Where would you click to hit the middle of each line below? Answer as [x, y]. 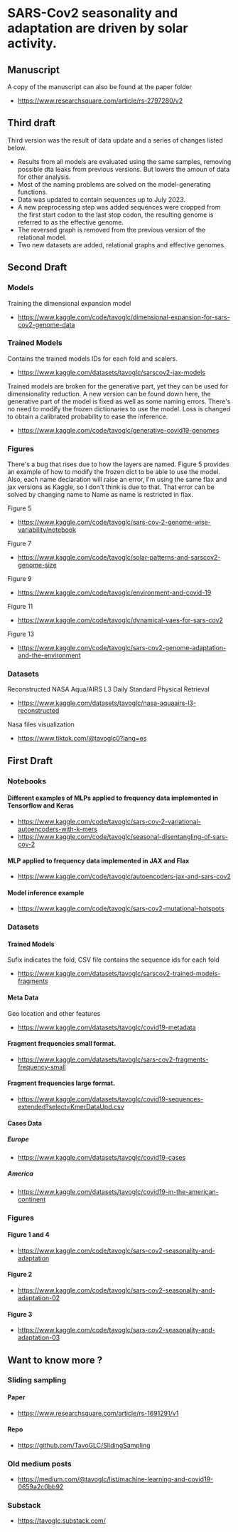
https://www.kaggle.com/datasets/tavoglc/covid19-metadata [107, 1027]
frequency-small [42, 1066]
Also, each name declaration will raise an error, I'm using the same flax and [117, 480]
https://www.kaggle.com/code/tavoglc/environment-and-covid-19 [114, 592]
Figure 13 [21, 634]
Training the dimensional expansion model [69, 303]
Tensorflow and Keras [41, 806]
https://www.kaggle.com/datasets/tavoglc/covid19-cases [102, 1157]
